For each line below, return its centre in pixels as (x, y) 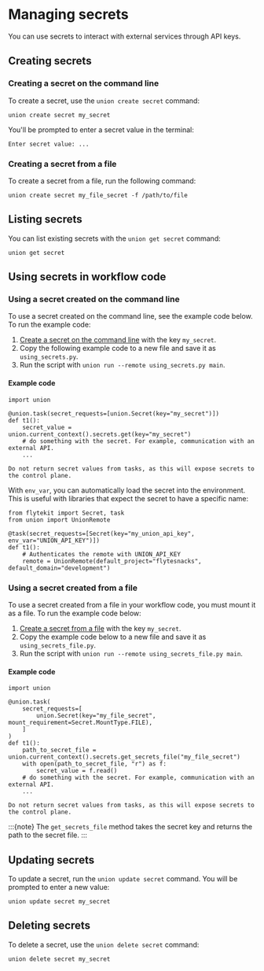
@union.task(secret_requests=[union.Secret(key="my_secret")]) (114, 414)
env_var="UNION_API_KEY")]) (54, 541)
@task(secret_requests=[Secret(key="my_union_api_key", (101, 533)
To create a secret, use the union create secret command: (104, 101)
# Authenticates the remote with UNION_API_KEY (101, 554)
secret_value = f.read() (77, 771)
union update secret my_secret (59, 901)
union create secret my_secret (59, 115)
